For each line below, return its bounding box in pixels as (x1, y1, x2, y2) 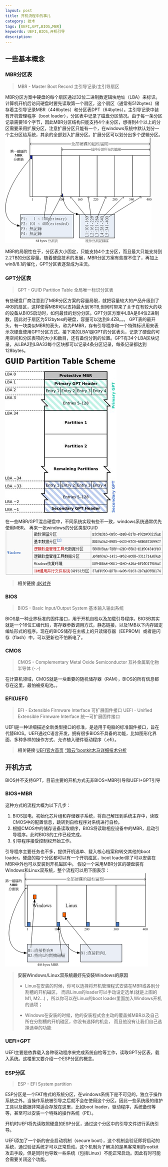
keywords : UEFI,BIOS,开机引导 (5, 29, 65, 34)
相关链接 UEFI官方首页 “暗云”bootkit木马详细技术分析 (17, 747, 127, 753)
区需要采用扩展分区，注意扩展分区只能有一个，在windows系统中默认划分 (5, 125, 155, 131)
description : (5, 34, 32, 39)
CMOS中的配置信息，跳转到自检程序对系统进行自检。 (12, 819, 122, 825)
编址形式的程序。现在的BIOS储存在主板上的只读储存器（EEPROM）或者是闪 (5, 628, 161, 634)
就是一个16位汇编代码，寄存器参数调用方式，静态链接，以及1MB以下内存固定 (5, 622, 163, 628)
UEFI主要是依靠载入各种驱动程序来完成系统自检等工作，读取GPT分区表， (5, 1049, 155, 1055)
